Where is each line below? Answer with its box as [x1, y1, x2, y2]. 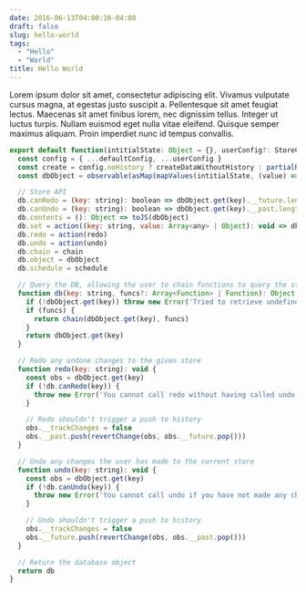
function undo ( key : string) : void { [17, 465, 157, 474]
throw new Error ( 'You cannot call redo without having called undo [33, 389, 296, 400]
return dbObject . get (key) [25, 331, 125, 340]
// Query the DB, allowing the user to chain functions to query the [17, 280, 287, 290]
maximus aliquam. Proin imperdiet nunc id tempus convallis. [9, 128, 235, 139]
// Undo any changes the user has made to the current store [17, 457, 255, 466]
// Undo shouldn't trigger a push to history [25, 516, 202, 525]
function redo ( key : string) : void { [17, 365, 157, 374]
